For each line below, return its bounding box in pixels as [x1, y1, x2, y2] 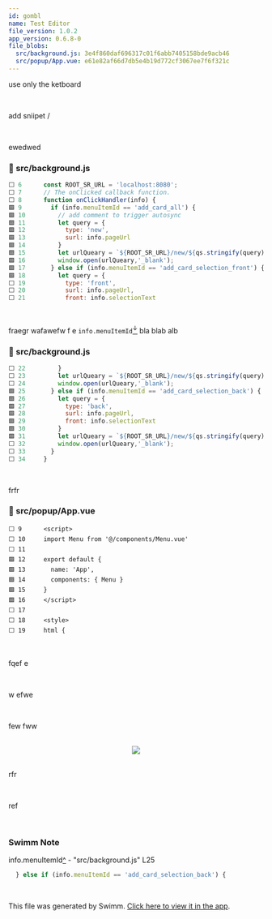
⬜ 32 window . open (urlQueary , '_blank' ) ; [8, 440, 174, 448]
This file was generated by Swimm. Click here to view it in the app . [8, 901, 231, 911]
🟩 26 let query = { [8, 394, 105, 402]
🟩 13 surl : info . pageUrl [8, 234, 131, 242]
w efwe [8, 689, 34, 699]
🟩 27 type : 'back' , [8, 402, 113, 410]
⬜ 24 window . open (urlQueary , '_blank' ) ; [8, 379, 174, 388]
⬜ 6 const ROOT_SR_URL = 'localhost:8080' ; [8, 181, 178, 189]
